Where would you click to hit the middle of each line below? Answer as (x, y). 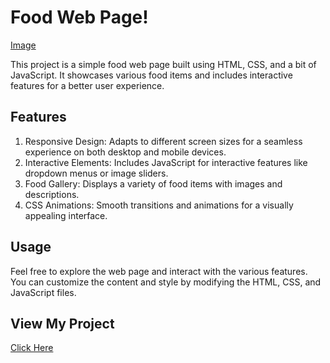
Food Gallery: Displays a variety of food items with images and (153, 183)
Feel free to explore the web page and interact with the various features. (159, 271)
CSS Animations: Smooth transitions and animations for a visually (159, 205)
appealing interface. (66, 215)
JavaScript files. (43, 292)
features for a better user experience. (87, 85)
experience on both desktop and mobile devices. (125, 152)
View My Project (62, 323)
